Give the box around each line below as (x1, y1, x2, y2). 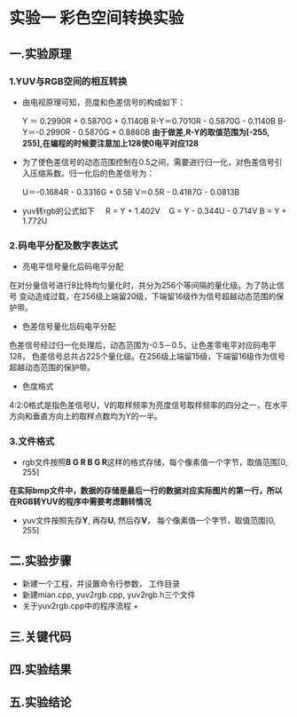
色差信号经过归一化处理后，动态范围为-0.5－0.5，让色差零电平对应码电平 (9, 340, 277, 351)
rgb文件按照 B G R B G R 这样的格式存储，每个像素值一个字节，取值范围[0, (21, 457, 288, 468)
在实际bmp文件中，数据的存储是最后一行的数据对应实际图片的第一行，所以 (9, 485, 283, 496)
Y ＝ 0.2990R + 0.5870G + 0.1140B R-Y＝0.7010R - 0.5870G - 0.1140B (21, 115, 277, 126)
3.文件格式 (9, 436, 55, 448)
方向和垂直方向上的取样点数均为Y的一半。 (9, 411, 162, 422)
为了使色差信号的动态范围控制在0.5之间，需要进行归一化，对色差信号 (21, 156, 275, 167)
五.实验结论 (9, 695, 73, 710)
